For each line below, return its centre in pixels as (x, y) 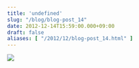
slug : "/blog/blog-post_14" (47, 20)
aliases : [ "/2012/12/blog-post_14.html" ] (70, 39)
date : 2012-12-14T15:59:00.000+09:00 (61, 26)
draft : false (26, 32)
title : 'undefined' (35, 13)
